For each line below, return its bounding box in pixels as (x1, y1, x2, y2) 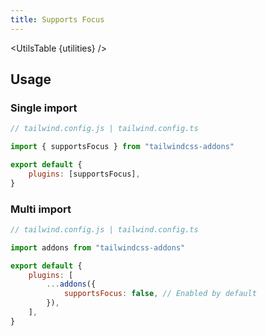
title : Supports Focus (10, 14, 105, 25)
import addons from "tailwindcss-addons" (10, 242, 186, 253)
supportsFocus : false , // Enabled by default (63, 289, 257, 299)
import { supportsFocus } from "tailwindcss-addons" (10, 142, 235, 152)
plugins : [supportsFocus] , (28, 169, 141, 179)
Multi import (10, 202, 72, 216)
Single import (10, 101, 78, 115)
